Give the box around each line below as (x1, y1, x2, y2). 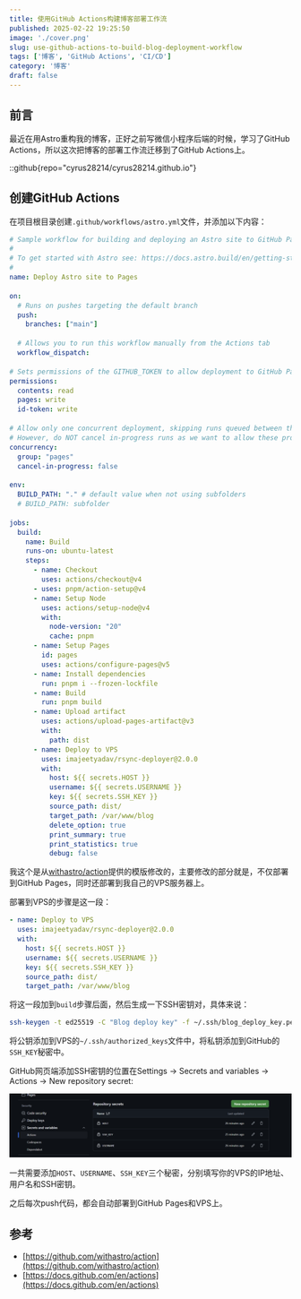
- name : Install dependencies (32, 669, 146, 678)
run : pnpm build (41, 698, 102, 707)
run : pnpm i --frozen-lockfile (41, 679, 159, 688)
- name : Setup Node (32, 594, 106, 603)
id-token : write (17, 405, 78, 414)
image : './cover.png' (9, 33, 90, 42)
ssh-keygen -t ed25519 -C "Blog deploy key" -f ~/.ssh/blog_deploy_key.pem (9, 1018, 298, 1028)
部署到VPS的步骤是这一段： (9, 897, 112, 908)
